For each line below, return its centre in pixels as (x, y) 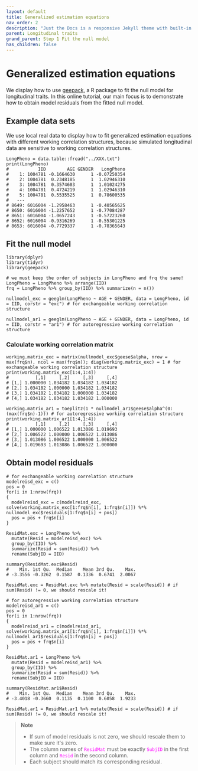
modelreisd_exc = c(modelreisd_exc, (56, 502)
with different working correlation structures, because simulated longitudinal (99, 142)
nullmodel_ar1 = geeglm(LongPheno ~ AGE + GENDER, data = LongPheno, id (98, 319)
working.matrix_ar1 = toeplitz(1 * (50, 409)
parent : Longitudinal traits (42, 34)
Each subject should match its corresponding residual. (96, 762)
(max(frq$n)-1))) (27, 414)
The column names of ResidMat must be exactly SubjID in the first (109, 749)
